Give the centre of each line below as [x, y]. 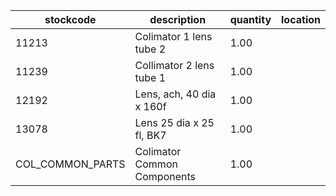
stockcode [70, 19]
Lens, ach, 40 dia [175, 94]
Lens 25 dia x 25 [174, 122]
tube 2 [150, 49]
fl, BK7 [150, 135]
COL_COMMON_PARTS [70, 164]
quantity [250, 19]
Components [165, 176]
